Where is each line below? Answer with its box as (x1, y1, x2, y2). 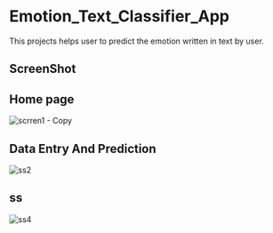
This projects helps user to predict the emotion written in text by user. (9, 36, 264, 46)
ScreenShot (9, 61, 76, 76)
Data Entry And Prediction (9, 141, 157, 157)
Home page (9, 92, 75, 107)
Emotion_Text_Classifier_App (9, 6, 229, 27)
